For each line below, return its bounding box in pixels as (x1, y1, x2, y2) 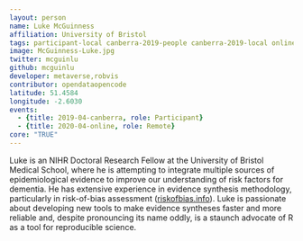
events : (9, 105, 39, 114)
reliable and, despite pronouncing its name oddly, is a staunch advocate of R (9, 212, 294, 223)
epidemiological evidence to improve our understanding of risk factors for (9, 174, 284, 184)
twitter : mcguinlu (9, 55, 78, 64)
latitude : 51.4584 (9, 88, 78, 97)
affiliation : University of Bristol (9, 30, 147, 39)
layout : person (9, 13, 67, 22)
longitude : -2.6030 (9, 96, 83, 106)
